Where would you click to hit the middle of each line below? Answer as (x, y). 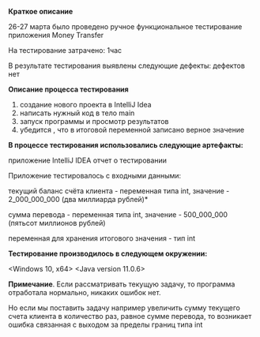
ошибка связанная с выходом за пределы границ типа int (106, 324)
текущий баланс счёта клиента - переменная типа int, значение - (119, 191)
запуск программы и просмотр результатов (94, 121)
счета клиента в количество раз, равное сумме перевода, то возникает (130, 316)
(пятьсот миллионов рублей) (57, 223)
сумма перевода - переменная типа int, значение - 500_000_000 (118, 215)
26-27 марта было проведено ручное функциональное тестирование (125, 26)
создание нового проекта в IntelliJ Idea (85, 105)
